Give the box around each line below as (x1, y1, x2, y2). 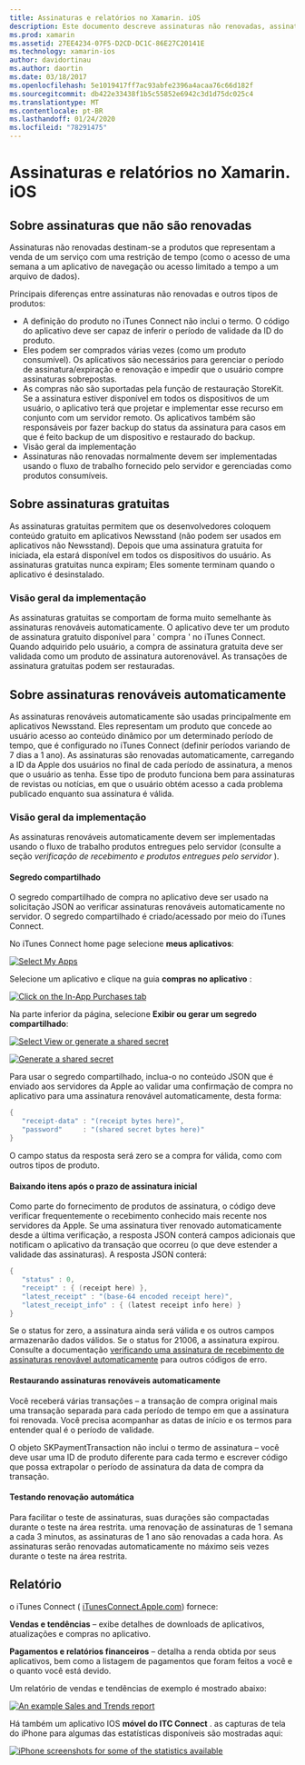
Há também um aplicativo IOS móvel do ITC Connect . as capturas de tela (9, 1718, 286, 1729)
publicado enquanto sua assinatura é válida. (9, 788, 174, 799)
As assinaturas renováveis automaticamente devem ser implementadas (9, 832, 276, 843)
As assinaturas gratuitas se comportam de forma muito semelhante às (9, 613, 272, 623)
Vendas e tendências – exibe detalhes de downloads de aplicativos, (9, 1619, 265, 1630)
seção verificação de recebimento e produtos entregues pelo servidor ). (9, 851, 280, 862)
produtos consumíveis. (22, 470, 109, 481)
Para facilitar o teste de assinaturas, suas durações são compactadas (9, 1511, 270, 1522)
